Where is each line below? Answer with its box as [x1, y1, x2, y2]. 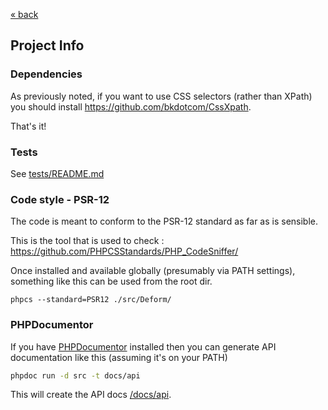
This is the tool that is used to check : [10, 235, 165, 247]
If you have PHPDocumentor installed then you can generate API [10, 340, 277, 353]
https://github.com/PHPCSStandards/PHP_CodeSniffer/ [10, 245, 239, 258]
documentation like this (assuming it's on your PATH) [10, 351, 228, 363]
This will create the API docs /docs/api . [10, 389, 172, 401]
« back [10, 9, 39, 20]
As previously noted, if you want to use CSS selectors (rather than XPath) [10, 90, 313, 102]
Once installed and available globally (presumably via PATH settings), [10, 265, 296, 277]
